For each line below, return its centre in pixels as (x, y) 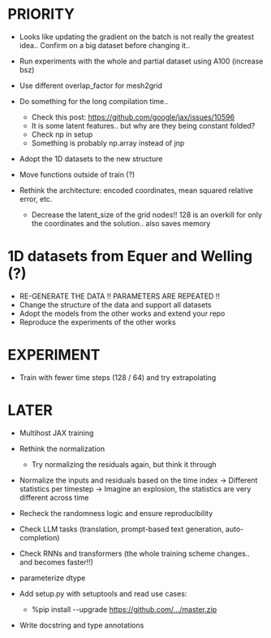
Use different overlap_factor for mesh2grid (91, 85)
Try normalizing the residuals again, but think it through (124, 464)
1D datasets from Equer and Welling (130, 256)
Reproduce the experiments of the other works (97, 321)
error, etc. (36, 199)
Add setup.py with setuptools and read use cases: (103, 593)
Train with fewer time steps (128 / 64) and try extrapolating (118, 377)
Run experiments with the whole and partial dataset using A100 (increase (141, 61)
